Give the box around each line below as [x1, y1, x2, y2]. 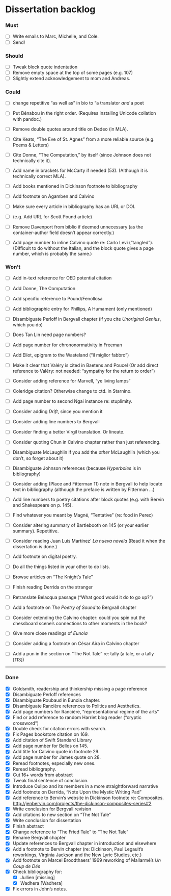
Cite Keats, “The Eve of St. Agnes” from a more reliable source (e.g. [12, 136, 155, 142]
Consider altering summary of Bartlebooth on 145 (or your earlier [12, 522, 149, 528]
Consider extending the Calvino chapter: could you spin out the [12, 615, 146, 621]
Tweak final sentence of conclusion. [12, 777, 89, 783]
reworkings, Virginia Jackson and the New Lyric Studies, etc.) [12, 852, 142, 858]
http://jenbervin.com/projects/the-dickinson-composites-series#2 [12, 800, 152, 806]
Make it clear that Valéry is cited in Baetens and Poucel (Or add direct [12, 362, 159, 368]
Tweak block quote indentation [12, 64, 78, 70]
